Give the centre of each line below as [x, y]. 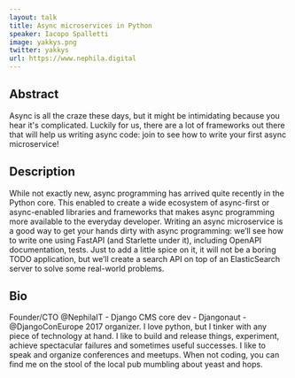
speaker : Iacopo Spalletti [59, 34]
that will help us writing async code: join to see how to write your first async [148, 135]
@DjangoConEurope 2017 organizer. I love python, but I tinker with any [138, 327]
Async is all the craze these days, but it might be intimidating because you [145, 115]
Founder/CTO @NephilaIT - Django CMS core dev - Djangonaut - [128, 317]
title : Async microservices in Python [81, 26]
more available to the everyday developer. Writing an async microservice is [146, 221]
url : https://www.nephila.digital [73, 58]
